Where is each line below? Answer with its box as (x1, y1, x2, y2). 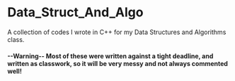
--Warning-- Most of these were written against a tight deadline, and (7, 51, 214, 60)
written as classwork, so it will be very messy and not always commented (7, 59, 229, 67)
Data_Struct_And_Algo (7, 4, 144, 21)
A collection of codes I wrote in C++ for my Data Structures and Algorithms (7, 28, 227, 36)
